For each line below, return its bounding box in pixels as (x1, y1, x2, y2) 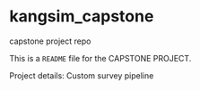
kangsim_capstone (9, 6, 154, 27)
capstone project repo (9, 36, 91, 46)
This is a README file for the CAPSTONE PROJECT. (9, 53, 192, 63)
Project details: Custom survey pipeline (9, 70, 154, 81)
